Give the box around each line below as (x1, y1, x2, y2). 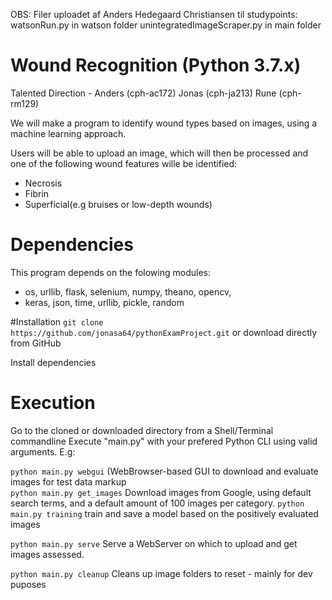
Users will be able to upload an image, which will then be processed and (10, 147, 309, 159)
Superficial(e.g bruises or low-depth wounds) (24, 198, 213, 210)
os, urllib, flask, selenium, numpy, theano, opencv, (24, 285, 232, 298)
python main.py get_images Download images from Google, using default (10, 486, 312, 498)
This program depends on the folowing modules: (10, 266, 211, 278)
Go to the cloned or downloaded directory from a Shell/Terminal (10, 424, 274, 436)
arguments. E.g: (10, 445, 76, 458)
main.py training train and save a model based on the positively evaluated (10, 507, 319, 519)
